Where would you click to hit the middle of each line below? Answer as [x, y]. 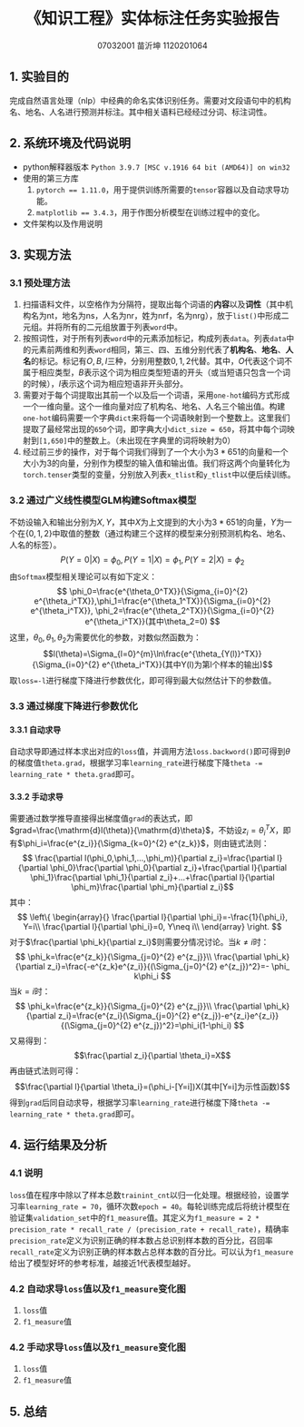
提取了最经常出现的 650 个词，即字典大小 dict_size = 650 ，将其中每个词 [155, 429]
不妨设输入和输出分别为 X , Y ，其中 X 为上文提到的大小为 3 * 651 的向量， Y [143, 522]
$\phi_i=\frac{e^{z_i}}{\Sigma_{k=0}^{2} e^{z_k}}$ [112, 843]
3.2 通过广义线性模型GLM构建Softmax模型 [103, 500]
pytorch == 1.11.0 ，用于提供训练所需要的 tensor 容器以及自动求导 [158, 189]
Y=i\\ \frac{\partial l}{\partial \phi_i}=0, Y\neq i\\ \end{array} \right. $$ [152, 926]
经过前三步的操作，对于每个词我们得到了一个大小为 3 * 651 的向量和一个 [155, 452]
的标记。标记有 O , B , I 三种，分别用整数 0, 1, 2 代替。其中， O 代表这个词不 [162, 361]
